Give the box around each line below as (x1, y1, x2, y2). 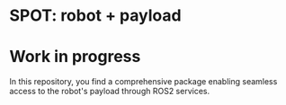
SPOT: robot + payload (9, 5, 182, 26)
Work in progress (9, 47, 141, 67)
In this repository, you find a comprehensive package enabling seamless (9, 76, 278, 87)
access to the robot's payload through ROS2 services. (9, 86, 210, 97)
